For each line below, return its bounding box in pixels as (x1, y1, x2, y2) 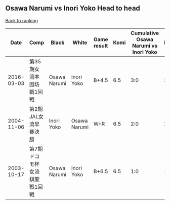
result (93, 42, 108, 49)
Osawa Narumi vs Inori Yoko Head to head (5, 4, 141, 13)
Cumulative (131, 29, 159, 36)
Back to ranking (5, 17, 38, 23)
